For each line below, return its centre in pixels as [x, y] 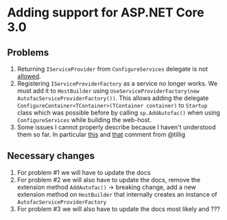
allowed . [29, 76]
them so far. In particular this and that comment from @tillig [101, 134]
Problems [28, 52]
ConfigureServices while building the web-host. [84, 120]
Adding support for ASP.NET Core [106, 13]
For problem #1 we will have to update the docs [84, 172]
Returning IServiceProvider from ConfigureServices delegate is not [112, 69]
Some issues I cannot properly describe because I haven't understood [116, 127]
